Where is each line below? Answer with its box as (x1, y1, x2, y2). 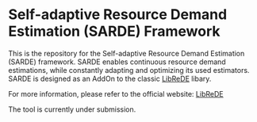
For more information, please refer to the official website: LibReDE (8, 89, 224, 98)
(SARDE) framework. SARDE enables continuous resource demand (8, 57, 226, 67)
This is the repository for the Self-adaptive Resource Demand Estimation (8, 48, 245, 58)
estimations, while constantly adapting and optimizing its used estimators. (8, 65, 250, 74)
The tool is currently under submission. (8, 105, 136, 114)
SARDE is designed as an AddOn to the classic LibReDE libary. (8, 74, 212, 83)
